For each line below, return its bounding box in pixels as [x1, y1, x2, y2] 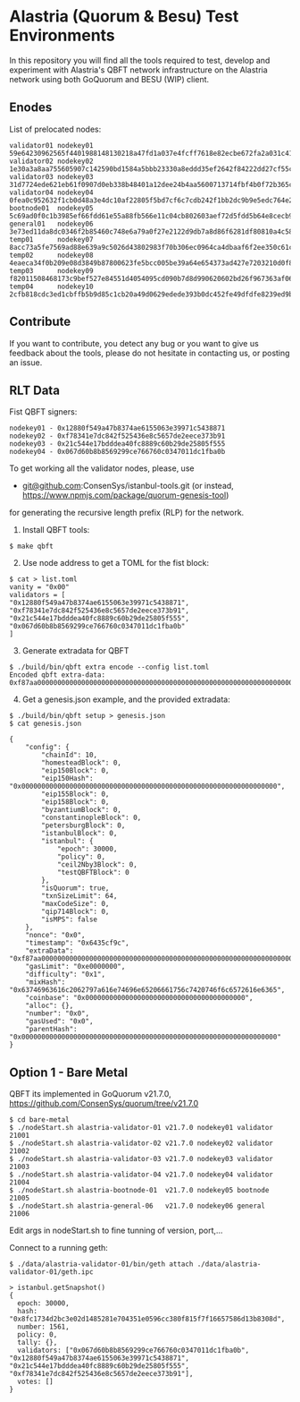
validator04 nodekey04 [9, 188, 94, 197]
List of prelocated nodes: [9, 124, 102, 134]
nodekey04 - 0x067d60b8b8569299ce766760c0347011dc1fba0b [9, 448, 226, 457]
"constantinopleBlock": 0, [41, 813, 142, 823]
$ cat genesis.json [9, 719, 82, 729]
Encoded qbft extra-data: [9, 671, 105, 680]
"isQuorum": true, [41, 884, 110, 893]
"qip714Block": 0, [41, 907, 110, 917]
